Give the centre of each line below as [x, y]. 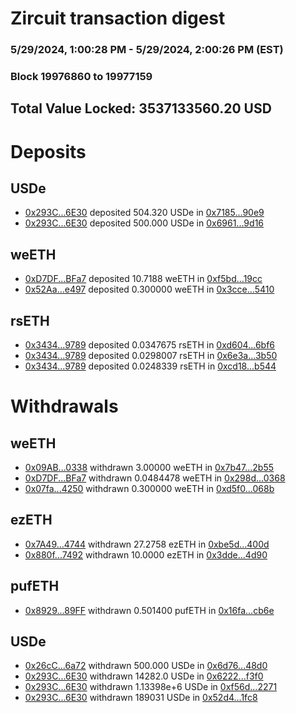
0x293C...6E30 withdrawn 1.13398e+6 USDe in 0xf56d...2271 [151, 687]
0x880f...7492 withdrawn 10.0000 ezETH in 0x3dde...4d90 [146, 554]
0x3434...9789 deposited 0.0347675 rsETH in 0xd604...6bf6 [150, 345]
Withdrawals [64, 406]
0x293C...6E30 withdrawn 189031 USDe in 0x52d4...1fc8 [141, 698]
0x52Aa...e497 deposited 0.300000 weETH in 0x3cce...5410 [149, 289]
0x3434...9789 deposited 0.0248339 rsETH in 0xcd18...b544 [150, 366]
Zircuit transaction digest [118, 18]
